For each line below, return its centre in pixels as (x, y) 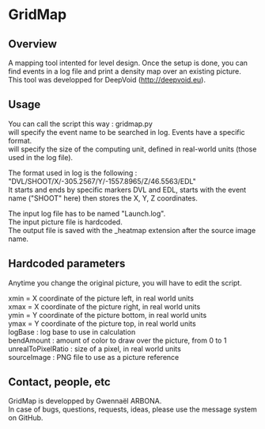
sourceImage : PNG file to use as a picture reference (94, 357)
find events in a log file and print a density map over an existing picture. (125, 71)
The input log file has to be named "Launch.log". (87, 213)
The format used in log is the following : (73, 173)
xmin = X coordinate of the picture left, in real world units (101, 298)
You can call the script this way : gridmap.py (80, 124)
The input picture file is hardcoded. (65, 222)
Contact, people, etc (59, 382)
